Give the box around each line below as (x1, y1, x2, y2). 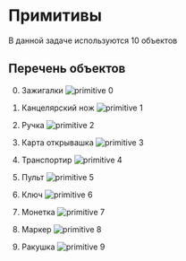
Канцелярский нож (21, 102, 95, 113)
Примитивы (8, 5, 102, 26)
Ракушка (21, 241, 55, 252)
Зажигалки (21, 84, 63, 95)
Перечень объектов (8, 61, 126, 76)
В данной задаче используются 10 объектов (8, 35, 178, 46)
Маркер (21, 223, 52, 234)
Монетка (21, 206, 55, 217)
